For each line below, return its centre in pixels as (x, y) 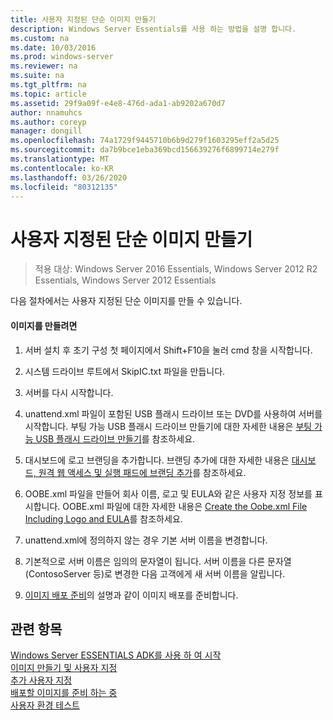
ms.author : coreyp (48, 122)
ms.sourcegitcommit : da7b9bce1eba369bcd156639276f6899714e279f (145, 150)
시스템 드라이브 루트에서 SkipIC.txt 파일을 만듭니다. (125, 371)
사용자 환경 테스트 (45, 705)
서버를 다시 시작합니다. (69, 392)
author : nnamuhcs (46, 112)
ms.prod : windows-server (62, 57)
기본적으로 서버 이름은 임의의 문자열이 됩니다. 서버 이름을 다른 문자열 (158, 561)
